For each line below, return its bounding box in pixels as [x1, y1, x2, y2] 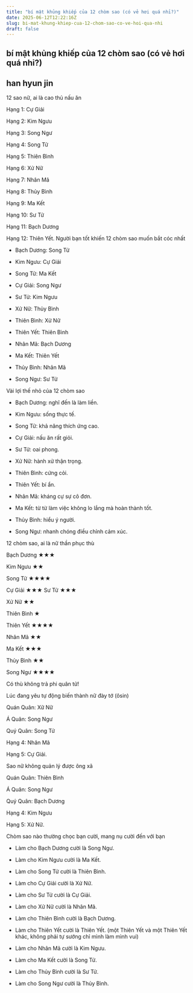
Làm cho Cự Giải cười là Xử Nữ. [14, 880, 93, 887]
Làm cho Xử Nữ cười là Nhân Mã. [14, 903, 98, 911]
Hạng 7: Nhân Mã [6, 176, 49, 183]
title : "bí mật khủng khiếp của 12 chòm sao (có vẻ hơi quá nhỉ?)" [6, 8, 180, 15]
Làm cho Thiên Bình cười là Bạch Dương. [14, 915, 116, 922]
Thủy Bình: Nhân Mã [14, 364, 66, 371]
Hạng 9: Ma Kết [6, 200, 45, 207]
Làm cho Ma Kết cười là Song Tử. [14, 957, 98, 964]
